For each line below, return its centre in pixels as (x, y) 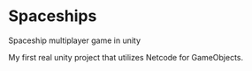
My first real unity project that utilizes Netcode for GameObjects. (126, 57)
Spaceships (53, 16)
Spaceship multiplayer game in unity (75, 40)
